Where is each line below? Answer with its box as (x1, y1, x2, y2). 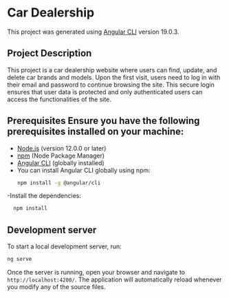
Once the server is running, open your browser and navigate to (7, 268, 186, 276)
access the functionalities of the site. (7, 95, 112, 103)
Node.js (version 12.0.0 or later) (17, 144, 107, 152)
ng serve (7, 256, 32, 263)
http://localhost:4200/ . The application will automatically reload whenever (7, 275, 222, 284)
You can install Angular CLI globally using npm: (17, 166, 151, 174)
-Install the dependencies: (7, 191, 81, 200)
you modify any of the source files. (7, 283, 106, 290)
